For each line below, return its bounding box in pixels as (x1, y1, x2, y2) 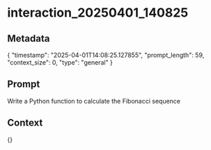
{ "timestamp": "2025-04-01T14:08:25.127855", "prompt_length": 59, (7, 51, 205, 59)
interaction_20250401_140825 (7, 5, 189, 21)
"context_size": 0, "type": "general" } (7, 58, 114, 67)
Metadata (7, 33, 50, 44)
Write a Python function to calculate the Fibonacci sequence (7, 97, 181, 105)
